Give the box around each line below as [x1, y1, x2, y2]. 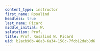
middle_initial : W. [5, 25, 45, 30]
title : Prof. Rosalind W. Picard [5, 34, 74, 39]
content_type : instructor [5, 7, 58, 12]
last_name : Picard [5, 20, 43, 26]
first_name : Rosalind [5, 12, 50, 17]
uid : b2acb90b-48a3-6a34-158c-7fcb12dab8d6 [5, 39, 96, 44]
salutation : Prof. [5, 30, 43, 34]
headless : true [5, 16, 36, 21]
